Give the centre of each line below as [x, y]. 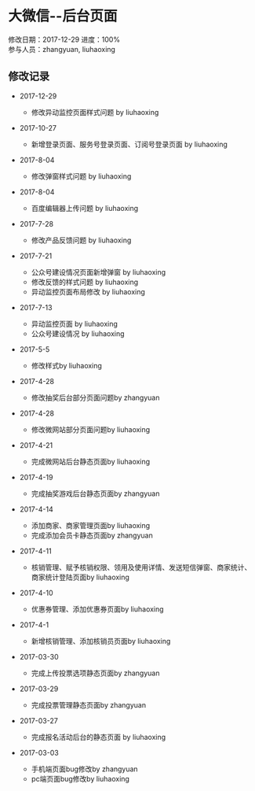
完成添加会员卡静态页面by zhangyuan [92, 535]
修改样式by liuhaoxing [66, 365]
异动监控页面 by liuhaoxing [74, 323]
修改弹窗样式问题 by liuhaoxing [81, 176]
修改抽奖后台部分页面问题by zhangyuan [95, 397]
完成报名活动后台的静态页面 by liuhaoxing [98, 737]
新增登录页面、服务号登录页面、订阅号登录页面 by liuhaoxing [129, 144]
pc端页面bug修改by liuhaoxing [80, 778]
